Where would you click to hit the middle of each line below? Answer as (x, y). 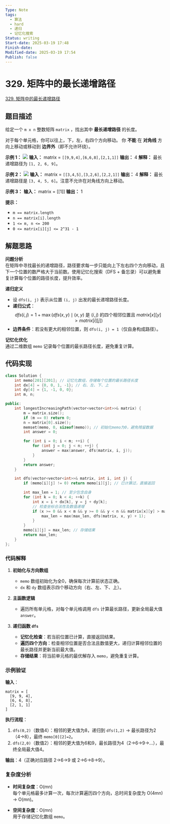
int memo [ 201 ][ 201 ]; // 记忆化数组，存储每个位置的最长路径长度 (76, 380)
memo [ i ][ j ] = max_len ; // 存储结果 (59, 530)
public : (13, 404)
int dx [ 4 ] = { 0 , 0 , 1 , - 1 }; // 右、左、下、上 (61, 385)
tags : (11, 15)
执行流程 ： (16, 720)
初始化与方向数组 (30, 570)
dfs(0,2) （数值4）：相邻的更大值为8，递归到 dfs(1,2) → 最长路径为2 (84, 730)
